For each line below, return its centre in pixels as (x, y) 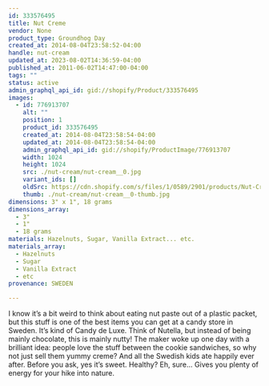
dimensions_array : (39, 209)
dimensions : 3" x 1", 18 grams (60, 202)
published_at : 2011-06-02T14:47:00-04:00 (78, 68)
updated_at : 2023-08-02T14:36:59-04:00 (75, 61)
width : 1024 (42, 157)
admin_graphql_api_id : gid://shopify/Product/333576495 (103, 90)
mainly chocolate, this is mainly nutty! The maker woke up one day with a (129, 339)
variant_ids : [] (50, 180)
